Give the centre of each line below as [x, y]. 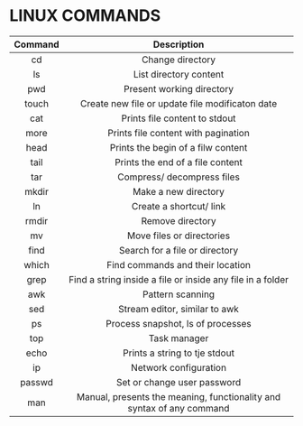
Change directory [179, 60]
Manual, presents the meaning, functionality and [179, 396]
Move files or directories [179, 236]
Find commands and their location [179, 264]
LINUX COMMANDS [85, 16]
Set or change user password [179, 382]
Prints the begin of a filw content [179, 147]
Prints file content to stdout [179, 118]
